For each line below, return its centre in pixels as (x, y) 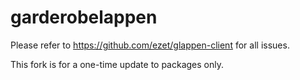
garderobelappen (84, 17)
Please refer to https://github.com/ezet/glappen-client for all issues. (150, 45)
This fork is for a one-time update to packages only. (117, 64)
